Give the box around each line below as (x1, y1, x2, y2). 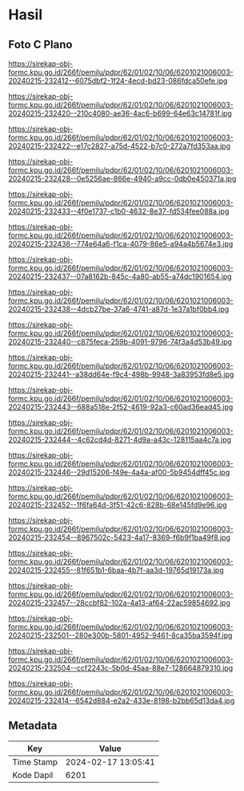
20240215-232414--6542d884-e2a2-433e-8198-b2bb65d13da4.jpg (8, 696, 235, 705)
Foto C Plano (8, 38, 73, 51)
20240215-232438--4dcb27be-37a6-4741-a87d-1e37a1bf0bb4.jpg (8, 304, 230, 314)
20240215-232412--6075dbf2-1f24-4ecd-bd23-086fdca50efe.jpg (8, 76, 228, 85)
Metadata (8, 719, 58, 732)
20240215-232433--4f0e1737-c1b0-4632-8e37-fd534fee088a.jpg (8, 206, 230, 216)
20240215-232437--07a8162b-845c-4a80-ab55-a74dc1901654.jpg (8, 271, 232, 281)
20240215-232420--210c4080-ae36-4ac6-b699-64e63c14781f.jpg (8, 108, 232, 118)
